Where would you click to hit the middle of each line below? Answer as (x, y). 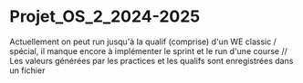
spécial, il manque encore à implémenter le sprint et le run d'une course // (148, 51)
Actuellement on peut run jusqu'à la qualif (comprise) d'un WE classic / (143, 41)
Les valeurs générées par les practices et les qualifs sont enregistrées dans (151, 60)
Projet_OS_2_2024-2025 (105, 17)
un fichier (27, 70)
